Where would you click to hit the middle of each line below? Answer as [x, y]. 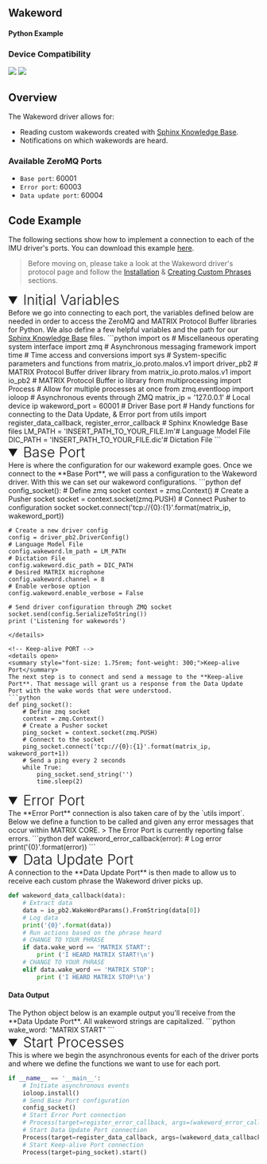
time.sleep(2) [60, 782]
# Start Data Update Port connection [85, 1131]
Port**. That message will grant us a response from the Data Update [126, 684]
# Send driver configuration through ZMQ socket [90, 607]
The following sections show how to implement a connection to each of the [131, 240]
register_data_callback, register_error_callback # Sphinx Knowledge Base [128, 423]
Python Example [36, 33]
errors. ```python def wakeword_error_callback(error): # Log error [115, 839]
